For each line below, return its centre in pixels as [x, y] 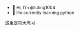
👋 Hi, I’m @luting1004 [34, 7]
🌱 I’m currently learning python [43, 13]
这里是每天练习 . [21, 22]
